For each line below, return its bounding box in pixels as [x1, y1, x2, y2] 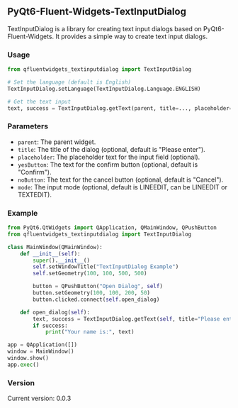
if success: [33, 322, 69, 329]
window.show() [7, 355, 50, 362]
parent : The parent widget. [17, 138, 96, 146]
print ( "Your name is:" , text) [45, 329, 135, 336]
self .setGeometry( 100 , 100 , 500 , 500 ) [33, 270, 147, 277]
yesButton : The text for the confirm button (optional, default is [17, 160, 198, 169]
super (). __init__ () [33, 257, 91, 264]
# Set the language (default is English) [7, 78, 132, 86]
